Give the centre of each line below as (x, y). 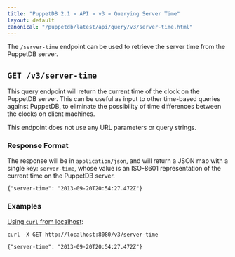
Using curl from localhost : (46, 221)
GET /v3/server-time (52, 75)
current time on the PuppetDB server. (61, 176)
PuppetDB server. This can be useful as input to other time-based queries (114, 99)
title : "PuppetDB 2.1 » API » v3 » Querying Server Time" (94, 14)
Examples (25, 206)
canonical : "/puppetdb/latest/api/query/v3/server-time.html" (100, 27)
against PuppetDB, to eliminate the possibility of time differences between (114, 107)
